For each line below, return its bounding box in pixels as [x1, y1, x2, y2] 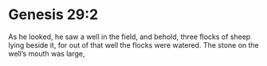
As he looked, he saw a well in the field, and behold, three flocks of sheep [8, 32, 251, 41]
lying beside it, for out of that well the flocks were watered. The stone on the [8, 40, 259, 49]
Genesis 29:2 [8, 6, 99, 24]
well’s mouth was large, [8, 49, 85, 58]
